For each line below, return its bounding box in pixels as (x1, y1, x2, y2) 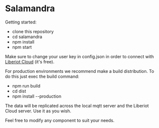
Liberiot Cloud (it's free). (5, 59, 55, 64)
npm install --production (12, 93, 62, 99)
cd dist (12, 88, 26, 94)
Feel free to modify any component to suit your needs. (5, 117, 115, 123)
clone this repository (12, 28, 54, 34)
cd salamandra (12, 34, 43, 40)
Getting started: (5, 19, 37, 25)
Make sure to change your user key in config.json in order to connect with (5, 53, 154, 59)
